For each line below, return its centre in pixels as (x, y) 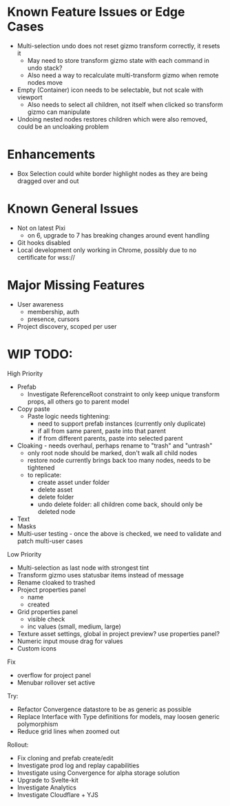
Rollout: (18, 745)
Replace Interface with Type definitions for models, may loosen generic (118, 716)
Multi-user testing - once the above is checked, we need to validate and (119, 533)
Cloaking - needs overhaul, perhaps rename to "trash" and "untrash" (115, 445)
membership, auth (53, 311)
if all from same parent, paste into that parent (102, 431)
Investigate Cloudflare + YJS (57, 794)
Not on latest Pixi (41, 228)
